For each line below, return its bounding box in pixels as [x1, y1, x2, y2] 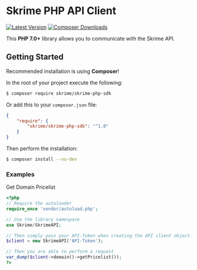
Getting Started [6, 52, 64, 62]
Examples [6, 170, 35, 178]
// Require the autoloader [6, 201, 72, 206]
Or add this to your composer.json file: [6, 101, 97, 108]
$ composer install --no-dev [6, 156, 77, 162]
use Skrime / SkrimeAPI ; [6, 222, 62, 228]
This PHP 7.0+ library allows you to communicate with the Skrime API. [6, 35, 175, 42]
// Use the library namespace [6, 216, 80, 222]
